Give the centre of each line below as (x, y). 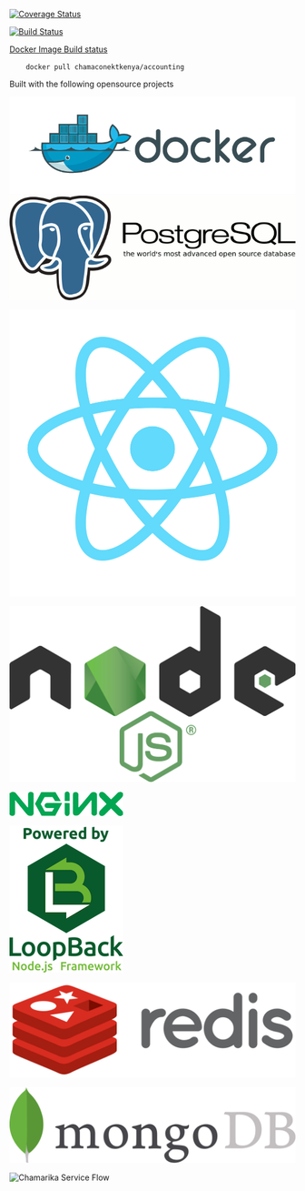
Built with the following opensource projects (92, 84)
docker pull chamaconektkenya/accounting (105, 67)
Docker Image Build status (59, 49)
